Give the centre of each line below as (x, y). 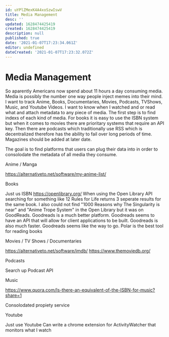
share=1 (13, 296)
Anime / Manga (21, 164)
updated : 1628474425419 (30, 24)
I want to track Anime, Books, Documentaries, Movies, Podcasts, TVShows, (84, 102)
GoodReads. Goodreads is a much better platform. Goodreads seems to (80, 215)
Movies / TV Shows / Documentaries (44, 241)
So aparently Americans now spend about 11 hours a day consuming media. (84, 91)
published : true (22, 38)
